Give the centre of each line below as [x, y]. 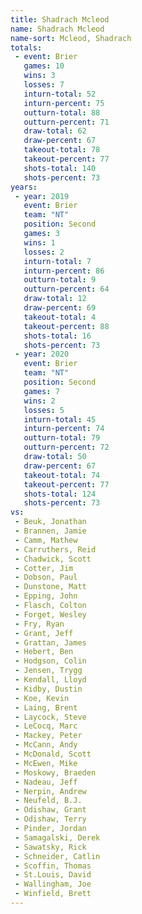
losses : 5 [44, 410]
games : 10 [44, 66]
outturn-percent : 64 [66, 289]
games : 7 [41, 391]
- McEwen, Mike [46, 763]
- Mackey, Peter [48, 736]
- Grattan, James [50, 642]
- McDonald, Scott [53, 754]
